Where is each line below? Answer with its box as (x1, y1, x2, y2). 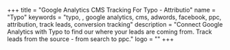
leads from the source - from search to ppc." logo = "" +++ (7, 35, 174, 43)
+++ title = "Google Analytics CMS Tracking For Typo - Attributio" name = (7, 6, 216, 14)
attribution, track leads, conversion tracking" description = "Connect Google (7, 21, 223, 28)
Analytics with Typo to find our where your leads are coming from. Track (7, 27, 212, 36)
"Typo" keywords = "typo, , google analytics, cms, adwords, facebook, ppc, (7, 13, 222, 21)
